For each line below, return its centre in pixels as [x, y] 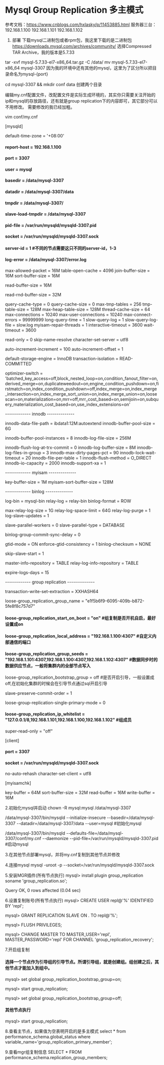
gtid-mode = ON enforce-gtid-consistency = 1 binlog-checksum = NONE [78, 544]
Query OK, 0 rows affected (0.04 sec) [43, 890]
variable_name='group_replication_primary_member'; [59, 1042]
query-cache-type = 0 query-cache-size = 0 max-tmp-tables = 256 [73, 304]
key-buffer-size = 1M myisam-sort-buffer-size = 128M [59, 482]
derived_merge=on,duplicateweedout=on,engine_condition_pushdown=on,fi [82, 384]
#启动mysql [17, 844]
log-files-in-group [23, 453]
